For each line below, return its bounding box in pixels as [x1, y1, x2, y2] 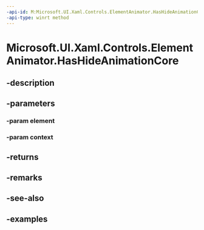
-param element [6, 117, 55, 125]
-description [6, 78, 55, 88]
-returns [6, 152, 39, 162]
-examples [6, 214, 48, 224]
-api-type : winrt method [6, 15, 69, 21]
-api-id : [6, 9, 29, 15]
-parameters [6, 99, 55, 109]
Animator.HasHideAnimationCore [6, 54, 179, 68]
